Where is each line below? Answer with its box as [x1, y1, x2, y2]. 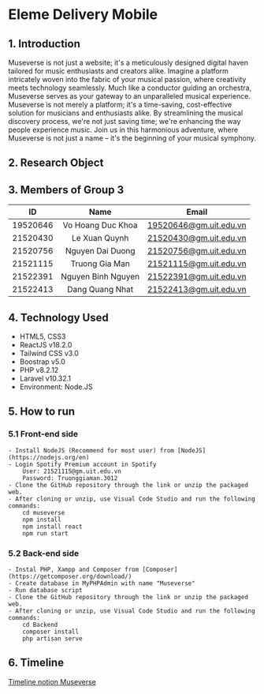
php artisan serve [22, 635, 83, 643]
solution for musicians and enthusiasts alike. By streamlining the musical [8, 108, 244, 118]
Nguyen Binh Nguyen [61, 271, 140, 282]
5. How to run [8, 405, 76, 418]
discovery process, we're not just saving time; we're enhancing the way [8, 117, 241, 126]
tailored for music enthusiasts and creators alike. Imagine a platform [8, 66, 229, 76]
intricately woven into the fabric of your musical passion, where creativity [8, 75, 247, 84]
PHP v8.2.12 [19, 366, 59, 375]
